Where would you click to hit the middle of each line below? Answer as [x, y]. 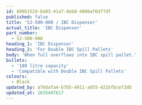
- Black [21, 82]
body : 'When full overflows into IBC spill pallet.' [72, 55]
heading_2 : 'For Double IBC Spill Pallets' [60, 50]
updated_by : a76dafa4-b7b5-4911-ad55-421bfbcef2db [69, 87]
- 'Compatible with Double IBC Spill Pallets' [69, 71]
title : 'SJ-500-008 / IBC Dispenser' [52, 22]
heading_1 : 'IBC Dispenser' [40, 44]
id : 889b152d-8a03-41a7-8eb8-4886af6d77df [58, 11]
